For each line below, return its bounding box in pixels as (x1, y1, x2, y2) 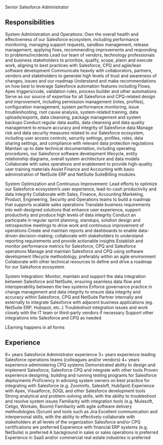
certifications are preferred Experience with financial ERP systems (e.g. (5, 424, 148, 430)
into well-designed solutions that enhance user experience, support (5, 207, 141, 212)
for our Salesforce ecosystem (5, 264, 65, 270)
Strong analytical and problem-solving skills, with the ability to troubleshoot (5, 393, 157, 399)
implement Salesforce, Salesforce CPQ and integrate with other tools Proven (5, 367, 158, 373)
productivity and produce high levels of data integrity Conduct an (5, 212, 136, 218)
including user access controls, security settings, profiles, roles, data (5, 135, 144, 141)
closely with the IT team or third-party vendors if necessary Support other (5, 310, 154, 316)
